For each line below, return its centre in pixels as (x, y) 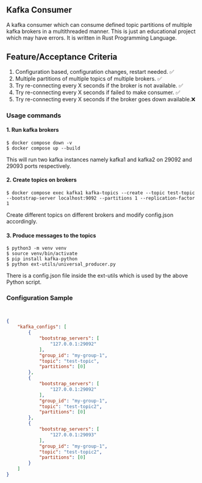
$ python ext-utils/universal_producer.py (61, 264)
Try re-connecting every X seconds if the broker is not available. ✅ (99, 85)
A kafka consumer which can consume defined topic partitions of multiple (99, 24)
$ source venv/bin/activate (42, 254)
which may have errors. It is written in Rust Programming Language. (92, 38)
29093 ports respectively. (39, 166)
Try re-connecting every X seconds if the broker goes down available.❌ (105, 99)
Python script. (24, 282)
